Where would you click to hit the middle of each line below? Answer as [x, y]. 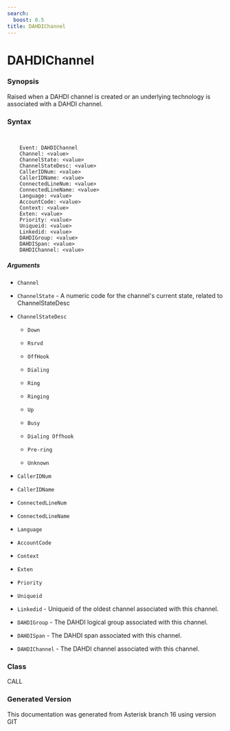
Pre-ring [40, 450]
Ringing [38, 397]
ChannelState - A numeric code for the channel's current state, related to [120, 296]
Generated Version [39, 699]
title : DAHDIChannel [37, 26]
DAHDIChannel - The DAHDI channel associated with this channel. [108, 649]
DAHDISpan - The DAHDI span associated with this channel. [99, 636]
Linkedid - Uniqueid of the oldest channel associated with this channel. [118, 609]
